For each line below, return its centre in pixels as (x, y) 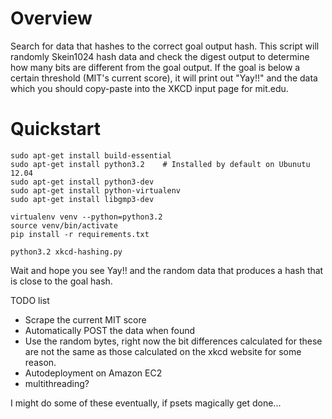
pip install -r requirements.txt (80, 234)
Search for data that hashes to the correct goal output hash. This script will (165, 46)
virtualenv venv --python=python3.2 (86, 217)
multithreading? (57, 383)
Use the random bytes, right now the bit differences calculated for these (173, 341)
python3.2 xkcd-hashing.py (66, 252)
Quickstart (56, 129)
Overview (51, 18)
